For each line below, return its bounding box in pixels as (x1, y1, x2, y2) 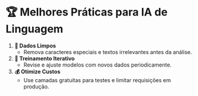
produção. (23, 83, 49, 90)
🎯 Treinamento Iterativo (14, 55, 75, 62)
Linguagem (5, 22, 64, 36)
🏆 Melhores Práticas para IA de (5, 5, 168, 19)
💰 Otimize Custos (14, 68, 61, 75)
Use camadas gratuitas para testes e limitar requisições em (23, 76, 171, 83)
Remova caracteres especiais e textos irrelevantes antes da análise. (23, 48, 193, 55)
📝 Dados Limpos (14, 42, 56, 49)
